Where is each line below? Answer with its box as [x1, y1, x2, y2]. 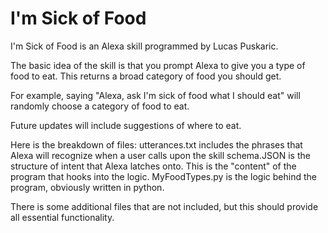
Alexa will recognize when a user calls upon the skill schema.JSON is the [10, 149, 311, 161]
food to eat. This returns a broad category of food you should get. [10, 70, 282, 82]
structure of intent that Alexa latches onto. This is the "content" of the [10, 160, 297, 172]
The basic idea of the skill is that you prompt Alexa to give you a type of [10, 59, 306, 71]
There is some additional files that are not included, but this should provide [10, 200, 319, 212]
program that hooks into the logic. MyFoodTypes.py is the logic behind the [10, 170, 317, 182]
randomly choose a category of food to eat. [10, 100, 190, 112]
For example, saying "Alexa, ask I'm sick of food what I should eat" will [10, 89, 301, 101]
